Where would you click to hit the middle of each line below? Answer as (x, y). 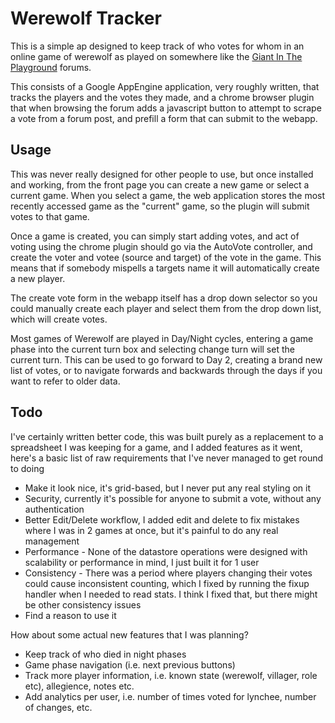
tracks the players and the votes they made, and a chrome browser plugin (162, 97)
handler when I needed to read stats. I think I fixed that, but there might (171, 594)
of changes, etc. (58, 707)
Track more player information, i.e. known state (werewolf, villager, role (171, 675)
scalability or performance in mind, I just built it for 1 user (142, 562)
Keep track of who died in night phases (105, 654)
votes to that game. (50, 216)
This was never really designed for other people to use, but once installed (162, 174)
